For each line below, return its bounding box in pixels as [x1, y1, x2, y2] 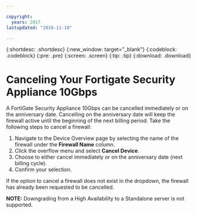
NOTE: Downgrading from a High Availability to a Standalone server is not [6, 195, 185, 202]
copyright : [6, 14, 33, 19]
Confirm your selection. [14, 166, 72, 173]
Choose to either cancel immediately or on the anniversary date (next [14, 153, 183, 160]
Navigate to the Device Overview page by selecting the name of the [14, 135, 179, 142]
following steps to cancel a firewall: [6, 123, 92, 131]
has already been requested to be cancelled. [6, 183, 115, 191]
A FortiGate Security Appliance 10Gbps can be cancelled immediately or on [6, 105, 188, 112]
